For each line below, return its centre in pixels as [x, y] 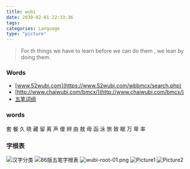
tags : [13, 23]
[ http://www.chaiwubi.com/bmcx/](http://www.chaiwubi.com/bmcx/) [99, 92]
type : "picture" [26, 34]
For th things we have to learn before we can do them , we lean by [102, 51]
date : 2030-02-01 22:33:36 [40, 17]
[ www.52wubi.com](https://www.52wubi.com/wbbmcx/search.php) [98, 86]
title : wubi [21, 12]
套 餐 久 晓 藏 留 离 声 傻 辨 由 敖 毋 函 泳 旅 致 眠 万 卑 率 [76, 128]
